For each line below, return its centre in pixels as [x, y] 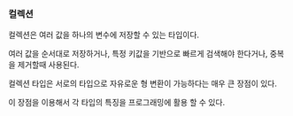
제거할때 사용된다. [48, 65]
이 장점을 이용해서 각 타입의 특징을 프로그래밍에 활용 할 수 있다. [117, 103]
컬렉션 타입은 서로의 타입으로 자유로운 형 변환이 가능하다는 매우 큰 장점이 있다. [143, 84]
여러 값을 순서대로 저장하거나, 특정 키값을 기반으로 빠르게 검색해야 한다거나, [138, 54]
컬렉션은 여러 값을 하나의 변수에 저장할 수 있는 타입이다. [104, 35]
